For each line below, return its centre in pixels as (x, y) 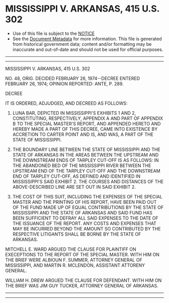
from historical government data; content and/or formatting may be (82, 44)
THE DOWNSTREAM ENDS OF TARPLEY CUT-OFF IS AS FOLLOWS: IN (86, 160)
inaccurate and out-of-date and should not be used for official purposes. (88, 49)
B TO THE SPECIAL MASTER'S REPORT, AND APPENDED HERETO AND (87, 123)
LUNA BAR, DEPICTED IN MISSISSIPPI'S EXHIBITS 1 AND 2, (74, 113)
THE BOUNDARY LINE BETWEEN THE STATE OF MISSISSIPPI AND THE (86, 149)
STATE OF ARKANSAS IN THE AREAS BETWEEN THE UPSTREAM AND (86, 155)
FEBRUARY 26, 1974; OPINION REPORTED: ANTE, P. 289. (65, 84)
